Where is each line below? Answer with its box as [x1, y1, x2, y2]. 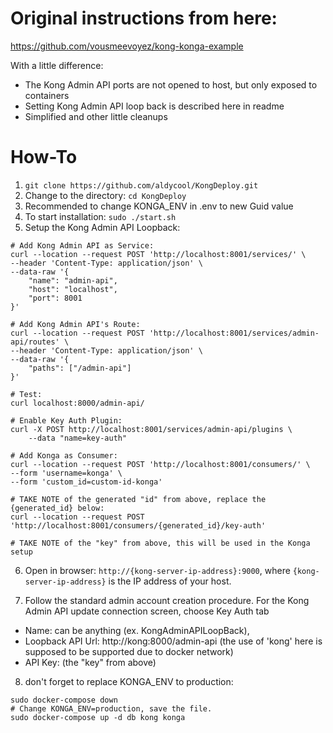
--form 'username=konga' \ [10, 468, 123, 478]
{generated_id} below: [10, 503, 105, 513]
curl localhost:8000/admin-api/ [10, 398, 145, 408]
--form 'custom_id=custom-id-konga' [10, 477, 163, 487]
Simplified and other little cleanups [24, 110, 168, 122]
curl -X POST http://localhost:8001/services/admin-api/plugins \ [10, 424, 293, 434]
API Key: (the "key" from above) [24, 656, 157, 668]
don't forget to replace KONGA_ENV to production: [24, 675, 234, 687]
